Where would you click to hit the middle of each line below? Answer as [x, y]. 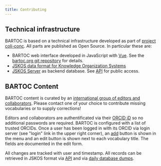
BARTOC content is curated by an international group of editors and [73, 98]
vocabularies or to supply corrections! [43, 109]
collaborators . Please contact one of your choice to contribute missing [75, 103]
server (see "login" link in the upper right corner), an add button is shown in [81, 133]
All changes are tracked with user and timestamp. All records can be [73, 153]
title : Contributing [26, 9]
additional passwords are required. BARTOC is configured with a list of [75, 123]
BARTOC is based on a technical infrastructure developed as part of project [80, 41]
